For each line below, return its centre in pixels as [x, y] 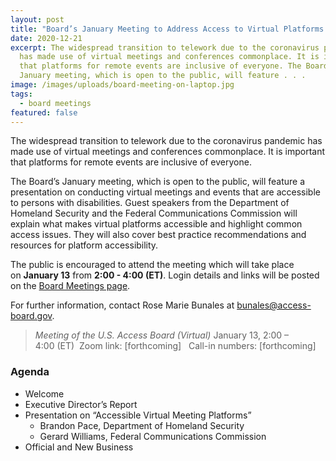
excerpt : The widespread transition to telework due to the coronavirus [165, 47]
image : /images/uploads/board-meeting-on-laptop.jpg [122, 85]
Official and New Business [79, 447]
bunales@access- [274, 305]
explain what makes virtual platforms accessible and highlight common [156, 224]
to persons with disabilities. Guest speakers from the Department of [150, 203]
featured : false [44, 112]
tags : [21, 94]
